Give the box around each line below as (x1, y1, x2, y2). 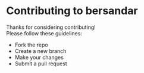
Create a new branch (14, 47, 67, 54)
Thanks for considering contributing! (6, 24, 96, 31)
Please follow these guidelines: (6, 29, 82, 36)
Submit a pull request (14, 60, 67, 67)
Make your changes (14, 54, 64, 61)
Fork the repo (14, 41, 49, 48)
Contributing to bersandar (6, 4, 138, 18)
